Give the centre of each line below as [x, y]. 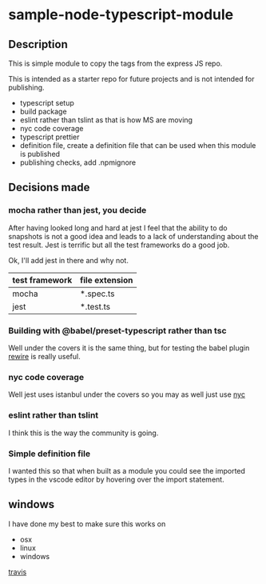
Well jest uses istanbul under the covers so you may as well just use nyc [127, 394]
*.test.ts [95, 306]
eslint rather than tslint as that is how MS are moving [106, 120]
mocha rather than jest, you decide [77, 210]
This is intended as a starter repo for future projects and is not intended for [131, 79]
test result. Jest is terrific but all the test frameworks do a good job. [119, 245]
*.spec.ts [97, 294]
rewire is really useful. [45, 356]
